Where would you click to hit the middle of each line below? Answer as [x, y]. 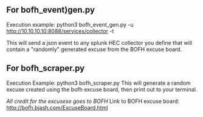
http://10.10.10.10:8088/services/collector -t [60, 31]
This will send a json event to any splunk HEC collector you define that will [99, 42]
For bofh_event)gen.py [51, 10]
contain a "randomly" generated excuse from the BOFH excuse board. [94, 49]
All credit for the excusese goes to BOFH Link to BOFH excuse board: [93, 101]
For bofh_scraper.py [46, 68]
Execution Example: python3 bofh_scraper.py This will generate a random [99, 83]
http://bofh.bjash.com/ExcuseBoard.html [57, 107]
